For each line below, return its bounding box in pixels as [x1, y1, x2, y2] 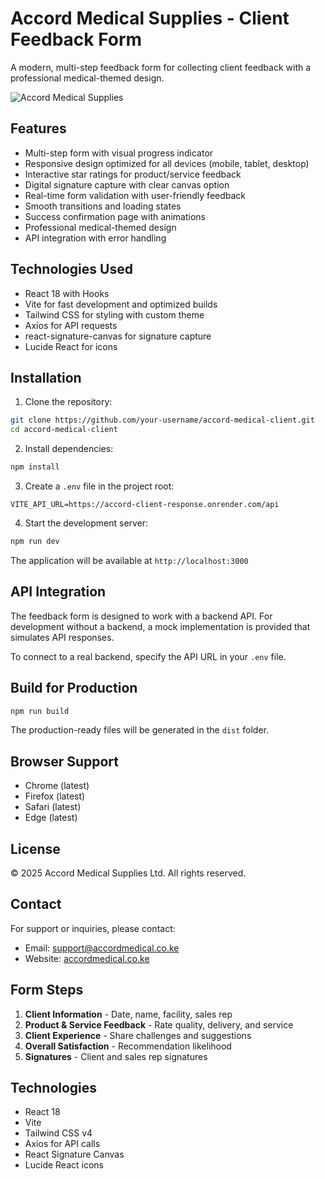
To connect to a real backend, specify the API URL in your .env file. [10, 650, 287, 662]
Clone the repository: [24, 396, 113, 408]
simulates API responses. [10, 631, 115, 643]
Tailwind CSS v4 [24, 1127, 93, 1139]
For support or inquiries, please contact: [10, 922, 176, 934]
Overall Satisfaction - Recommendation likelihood [24, 1040, 232, 1052]
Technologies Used [10, 261, 133, 278]
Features [10, 120, 67, 137]
